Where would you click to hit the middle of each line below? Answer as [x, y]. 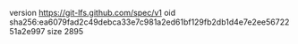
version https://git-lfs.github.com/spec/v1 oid [93, 13]
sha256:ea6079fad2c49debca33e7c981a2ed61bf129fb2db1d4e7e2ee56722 [149, 22]
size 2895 [65, 31]
